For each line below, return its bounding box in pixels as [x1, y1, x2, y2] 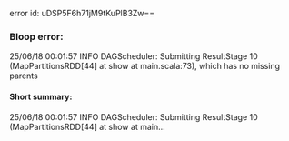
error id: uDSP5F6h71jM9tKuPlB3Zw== [9, 8, 155, 18]
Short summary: [9, 91, 73, 102]
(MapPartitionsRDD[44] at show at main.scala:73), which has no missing [9, 61, 280, 72]
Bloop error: [9, 30, 64, 43]
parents [9, 70, 38, 81]
